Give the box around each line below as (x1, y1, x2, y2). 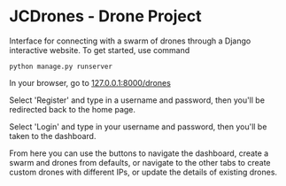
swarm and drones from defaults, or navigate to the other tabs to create (9, 157, 271, 167)
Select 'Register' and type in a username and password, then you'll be (9, 95, 266, 105)
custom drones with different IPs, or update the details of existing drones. (9, 167, 277, 177)
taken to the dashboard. (9, 130, 97, 141)
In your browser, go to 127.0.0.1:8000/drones (9, 77, 171, 88)
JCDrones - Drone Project (9, 6, 202, 27)
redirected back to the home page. (9, 104, 135, 114)
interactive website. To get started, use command (9, 44, 190, 55)
